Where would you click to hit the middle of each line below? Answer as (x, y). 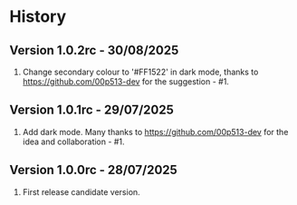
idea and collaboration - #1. (73, 142)
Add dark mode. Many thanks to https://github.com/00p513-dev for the (155, 132)
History (38, 17)
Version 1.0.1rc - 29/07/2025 (91, 110)
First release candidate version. (81, 191)
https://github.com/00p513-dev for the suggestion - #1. (125, 82)
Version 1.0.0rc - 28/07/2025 (94, 170)
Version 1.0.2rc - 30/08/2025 (94, 50)
